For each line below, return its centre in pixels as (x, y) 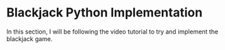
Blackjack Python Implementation (105, 13)
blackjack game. (29, 38)
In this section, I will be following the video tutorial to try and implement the (113, 32)
